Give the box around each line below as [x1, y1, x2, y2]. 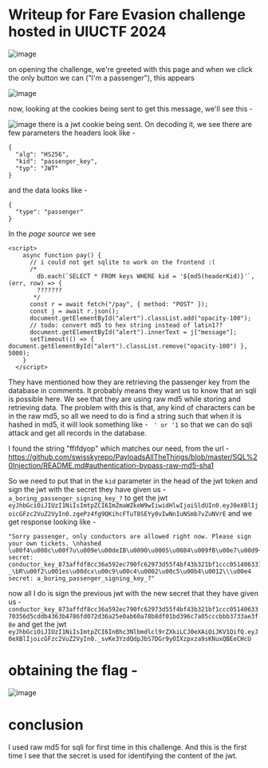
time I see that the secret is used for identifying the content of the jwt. [8, 750, 238, 760]
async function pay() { [22, 251, 102, 259]
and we [227, 508, 253, 518]
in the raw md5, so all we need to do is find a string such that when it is [8, 411, 242, 420]
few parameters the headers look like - [8, 128, 136, 137]
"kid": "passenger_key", [15, 157, 98, 165]
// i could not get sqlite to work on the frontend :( [29, 258, 216, 266]
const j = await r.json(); [29, 307, 120, 315]
